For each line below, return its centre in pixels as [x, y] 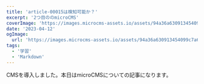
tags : [13, 46]
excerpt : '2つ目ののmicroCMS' [42, 18]
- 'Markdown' [28, 57]
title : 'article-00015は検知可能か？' [52, 12]
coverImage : [21, 23]
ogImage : [17, 34]
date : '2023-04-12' [31, 29]
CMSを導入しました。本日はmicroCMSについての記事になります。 [89, 75]
